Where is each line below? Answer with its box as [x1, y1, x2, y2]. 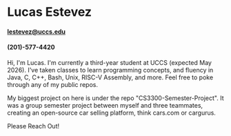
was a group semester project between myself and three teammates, [7, 101, 203, 109]
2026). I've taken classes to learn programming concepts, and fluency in [7, 66, 214, 74]
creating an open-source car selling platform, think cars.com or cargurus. [7, 108, 216, 117]
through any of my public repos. [7, 80, 99, 88]
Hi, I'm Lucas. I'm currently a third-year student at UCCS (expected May [7, 58, 212, 66]
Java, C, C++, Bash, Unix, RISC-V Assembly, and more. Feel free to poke [7, 73, 214, 81]
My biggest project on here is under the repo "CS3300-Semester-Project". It [7, 94, 224, 102]
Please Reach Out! [7, 122, 60, 130]
